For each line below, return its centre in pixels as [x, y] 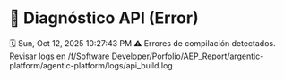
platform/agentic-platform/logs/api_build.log [91, 65]
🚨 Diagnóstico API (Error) [104, 18]
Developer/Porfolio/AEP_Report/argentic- [188, 56]
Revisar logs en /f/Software [60, 56]
